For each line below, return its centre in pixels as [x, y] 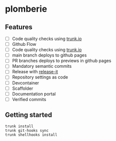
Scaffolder [22, 88]
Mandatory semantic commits [42, 66]
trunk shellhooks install [31, 135]
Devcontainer [25, 83]
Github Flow [24, 44]
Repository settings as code [40, 77]
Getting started [29, 115]
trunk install [19, 126]
